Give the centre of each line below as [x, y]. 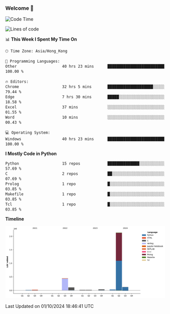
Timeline [15, 219]
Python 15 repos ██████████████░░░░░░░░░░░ [85, 164]
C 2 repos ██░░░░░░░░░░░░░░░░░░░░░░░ [85, 174]
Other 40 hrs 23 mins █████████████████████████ [85, 67]
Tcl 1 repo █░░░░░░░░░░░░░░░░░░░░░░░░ [85, 204]
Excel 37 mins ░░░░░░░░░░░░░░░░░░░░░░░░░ [85, 107]
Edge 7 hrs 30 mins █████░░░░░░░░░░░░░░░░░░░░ [85, 97]
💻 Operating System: [28, 133]
